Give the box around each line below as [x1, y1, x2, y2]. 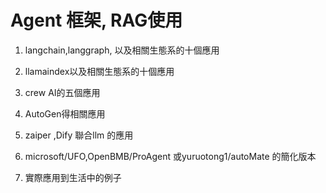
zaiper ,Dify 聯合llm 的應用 [24, 129, 134, 141]
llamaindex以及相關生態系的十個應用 [24, 65, 175, 77]
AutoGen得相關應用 [24, 107, 106, 120]
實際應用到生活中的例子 [24, 171, 122, 183]
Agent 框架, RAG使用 [10, 9, 183, 32]
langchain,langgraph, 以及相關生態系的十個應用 [24, 44, 220, 56]
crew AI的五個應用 [24, 86, 101, 98]
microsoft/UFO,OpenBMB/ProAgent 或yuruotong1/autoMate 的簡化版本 [24, 150, 317, 162]
